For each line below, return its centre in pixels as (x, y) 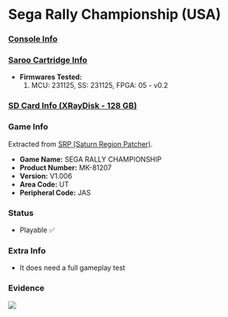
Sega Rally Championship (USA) (115, 15)
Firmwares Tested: (51, 77)
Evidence (26, 288)
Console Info (33, 39)
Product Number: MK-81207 (65, 167)
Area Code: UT (44, 184)
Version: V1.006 (46, 176)
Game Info (28, 127)
